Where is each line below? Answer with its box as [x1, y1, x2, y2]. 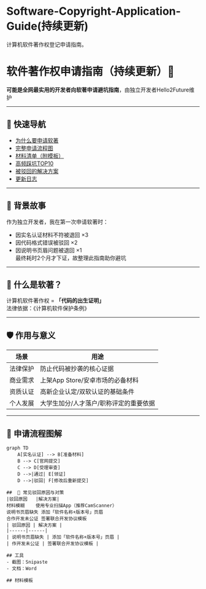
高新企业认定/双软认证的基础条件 [40, 388, 135, 396]
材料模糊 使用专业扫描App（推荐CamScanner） [6, 502, 118, 509]
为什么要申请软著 [15, 136, 59, 144]
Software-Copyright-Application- [6, 4, 181, 18]
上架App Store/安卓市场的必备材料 [40, 376, 139, 384]
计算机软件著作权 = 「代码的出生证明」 [6, 297, 105, 305]
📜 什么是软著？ [6, 279, 63, 290]
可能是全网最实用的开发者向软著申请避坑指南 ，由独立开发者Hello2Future [6, 86, 189, 93]
